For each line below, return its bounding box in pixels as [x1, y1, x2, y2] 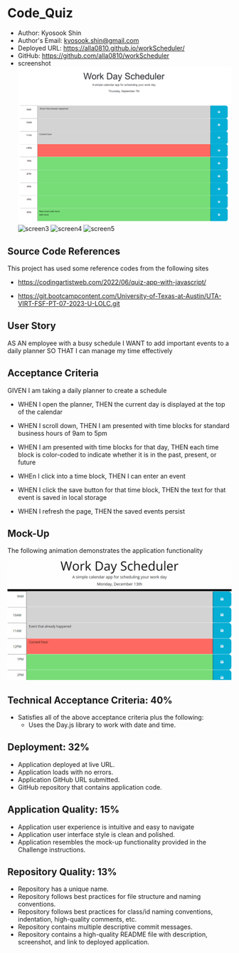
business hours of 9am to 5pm [17, 429, 108, 437]
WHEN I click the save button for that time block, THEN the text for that [17, 485, 226, 494]
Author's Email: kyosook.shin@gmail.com [17, 36, 139, 44]
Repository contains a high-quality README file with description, [17, 930, 208, 939]
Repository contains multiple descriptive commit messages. [17, 922, 193, 932]
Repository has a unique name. [17, 885, 109, 893]
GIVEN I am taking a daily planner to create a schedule [7, 386, 167, 394]
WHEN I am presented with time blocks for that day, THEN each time [17, 442, 219, 451]
